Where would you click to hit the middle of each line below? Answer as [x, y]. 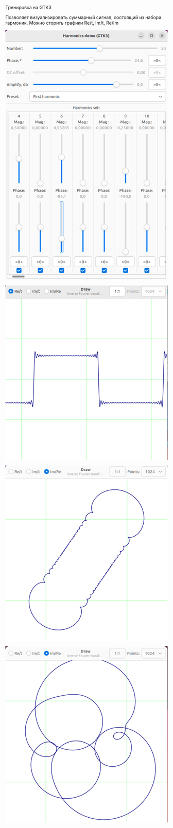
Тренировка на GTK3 [28, 7]
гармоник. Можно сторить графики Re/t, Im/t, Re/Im [62, 23]
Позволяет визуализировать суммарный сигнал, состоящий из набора [83, 17]
